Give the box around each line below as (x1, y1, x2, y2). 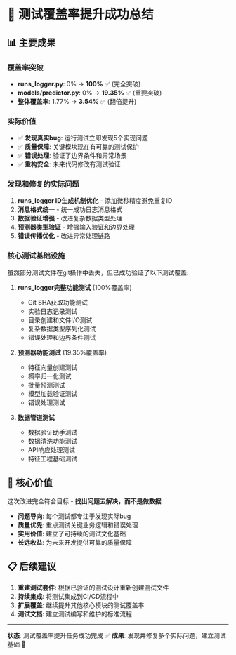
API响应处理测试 (27, 445, 75, 454)
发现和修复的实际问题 (7, 180, 79, 190)
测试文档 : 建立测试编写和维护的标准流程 (17, 610, 132, 618)
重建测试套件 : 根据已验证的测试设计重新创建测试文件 (17, 583, 169, 592)
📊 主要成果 (7, 37, 56, 48)
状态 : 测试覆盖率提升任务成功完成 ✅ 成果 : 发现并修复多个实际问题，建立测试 (7, 631, 226, 640)
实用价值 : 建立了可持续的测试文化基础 (17, 529, 126, 538)
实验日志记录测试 (27, 307, 78, 315)
